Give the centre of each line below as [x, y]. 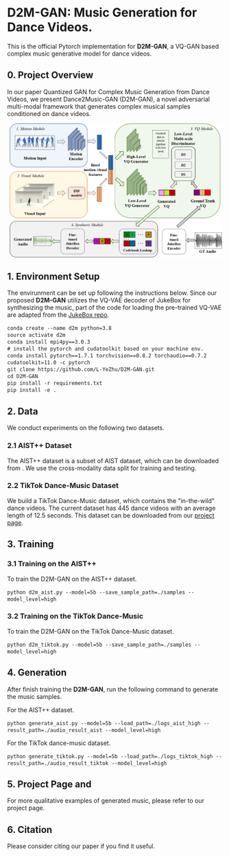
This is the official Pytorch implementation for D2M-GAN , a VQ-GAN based [113, 46]
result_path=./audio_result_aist [55, 730]
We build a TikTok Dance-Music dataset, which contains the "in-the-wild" [111, 500]
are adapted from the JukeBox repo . [58, 315]
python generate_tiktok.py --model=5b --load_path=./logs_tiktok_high [110, 756]
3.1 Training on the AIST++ [52, 564]
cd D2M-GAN [23, 377]
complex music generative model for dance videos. [80, 54]
